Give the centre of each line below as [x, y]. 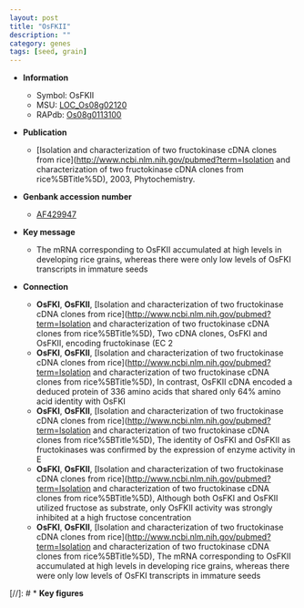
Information [46, 77]
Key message [49, 232]
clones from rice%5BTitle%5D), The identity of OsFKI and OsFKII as [163, 440]
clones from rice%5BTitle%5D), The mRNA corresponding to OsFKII [163, 556]
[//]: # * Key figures [46, 593]
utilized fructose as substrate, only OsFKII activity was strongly [154, 508]
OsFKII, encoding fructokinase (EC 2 [104, 344]
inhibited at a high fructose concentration [114, 518]
